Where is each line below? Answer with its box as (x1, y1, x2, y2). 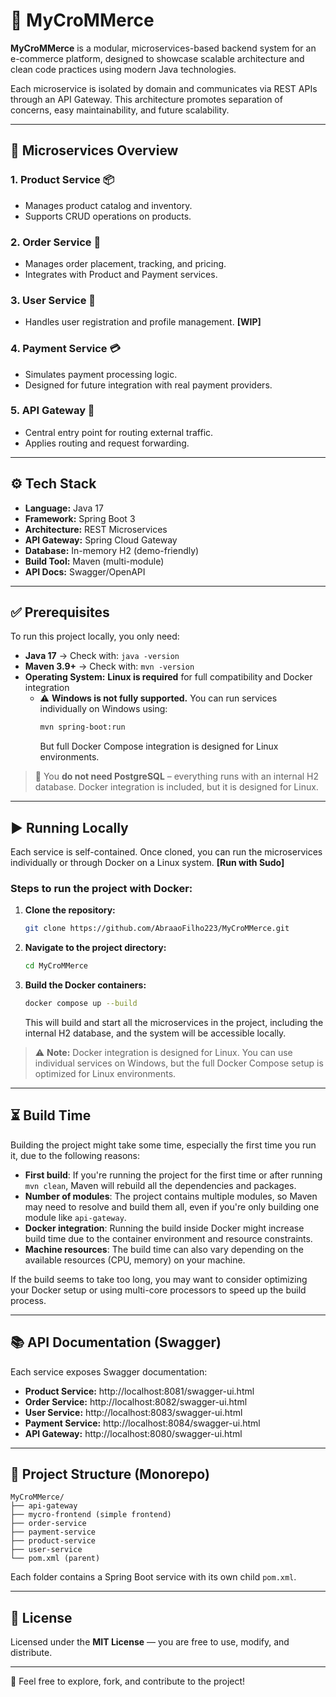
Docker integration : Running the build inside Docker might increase (24, 1222, 305, 1234)
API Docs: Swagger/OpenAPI (24, 565, 146, 578)
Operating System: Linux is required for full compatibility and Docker (24, 671, 313, 683)
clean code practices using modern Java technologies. (10, 63, 237, 75)
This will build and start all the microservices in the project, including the (24, 1017, 324, 1029)
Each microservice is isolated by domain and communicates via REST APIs (10, 82, 318, 94)
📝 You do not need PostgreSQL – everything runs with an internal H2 (34, 770, 320, 783)
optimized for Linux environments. (34, 1068, 177, 1080)
